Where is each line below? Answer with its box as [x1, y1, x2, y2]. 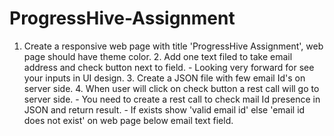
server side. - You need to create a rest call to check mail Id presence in [23, 93, 321, 105]
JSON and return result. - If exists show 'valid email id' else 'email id [23, 103, 306, 116]
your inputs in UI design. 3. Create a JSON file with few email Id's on [23, 72, 306, 84]
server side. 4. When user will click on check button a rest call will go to [23, 82, 320, 94]
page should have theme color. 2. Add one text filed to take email [23, 50, 293, 62]
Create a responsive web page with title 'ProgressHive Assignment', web [23, 40, 324, 52]
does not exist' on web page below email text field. [23, 114, 234, 126]
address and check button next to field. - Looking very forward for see [23, 61, 315, 73]
